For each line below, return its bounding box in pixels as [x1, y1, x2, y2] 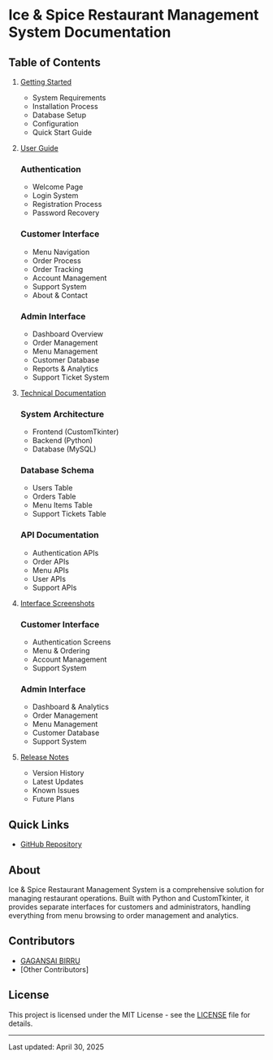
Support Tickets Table [32, 509, 107, 519]
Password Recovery [32, 208, 100, 218]
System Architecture [19, 408, 105, 420]
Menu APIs [32, 565, 69, 575]
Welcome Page [32, 182, 84, 192]
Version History [32, 768, 84, 778]
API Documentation [19, 530, 99, 541]
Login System [32, 191, 79, 200]
